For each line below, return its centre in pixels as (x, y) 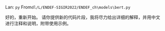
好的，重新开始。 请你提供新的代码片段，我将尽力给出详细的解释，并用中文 (83, 17)
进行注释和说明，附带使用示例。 (38, 23)
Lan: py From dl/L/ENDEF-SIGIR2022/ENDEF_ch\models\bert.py (68, 7)
